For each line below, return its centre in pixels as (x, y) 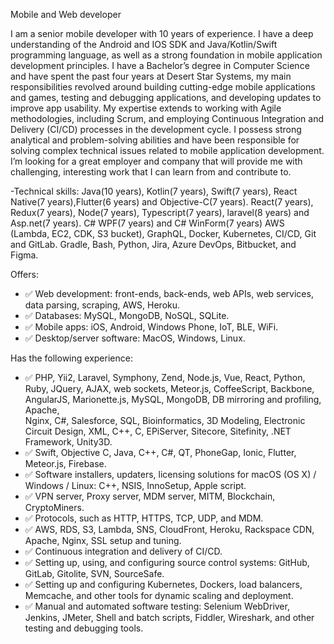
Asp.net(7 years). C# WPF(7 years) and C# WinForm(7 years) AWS (147, 223)
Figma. (24, 255)
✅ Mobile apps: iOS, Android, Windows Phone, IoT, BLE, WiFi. (151, 327)
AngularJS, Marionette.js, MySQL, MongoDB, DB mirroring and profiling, (173, 399)
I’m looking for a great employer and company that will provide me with (156, 161)
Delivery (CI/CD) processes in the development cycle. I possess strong (156, 129)
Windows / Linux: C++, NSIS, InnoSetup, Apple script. (135, 485)
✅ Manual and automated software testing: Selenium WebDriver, (157, 606)
